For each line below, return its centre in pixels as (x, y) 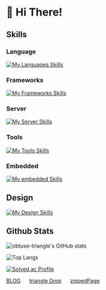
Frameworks (25, 80)
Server (16, 109)
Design (20, 198)
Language (21, 52)
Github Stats (30, 231)
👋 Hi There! (34, 12)
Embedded (22, 166)
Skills (16, 35)
